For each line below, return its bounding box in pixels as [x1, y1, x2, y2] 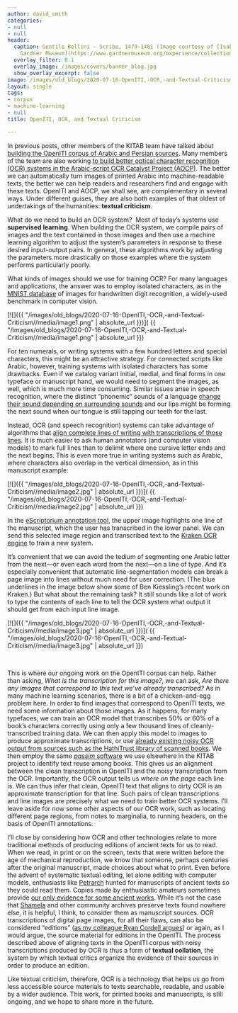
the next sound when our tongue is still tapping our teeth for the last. [7, 407, 208, 415]
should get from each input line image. [7, 605, 120, 613]
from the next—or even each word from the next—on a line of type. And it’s [7, 560, 227, 568]
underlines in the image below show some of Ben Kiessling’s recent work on [7, 582, 230, 591]
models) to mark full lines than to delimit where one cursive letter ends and [7, 443, 226, 452]
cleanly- [190, 721, 215, 730]
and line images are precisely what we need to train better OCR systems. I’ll [7, 796, 228, 805]
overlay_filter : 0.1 [13, 57, 74, 64]
